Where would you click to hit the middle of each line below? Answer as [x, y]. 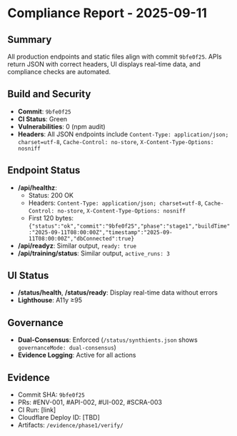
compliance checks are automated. [59, 72]
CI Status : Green [42, 118]
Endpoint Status [44, 170]
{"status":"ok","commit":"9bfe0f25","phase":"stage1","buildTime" [129, 226]
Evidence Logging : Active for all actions [77, 355]
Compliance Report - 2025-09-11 [107, 13]
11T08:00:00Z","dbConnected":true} [81, 238]
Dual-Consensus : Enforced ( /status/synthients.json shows [107, 340]
